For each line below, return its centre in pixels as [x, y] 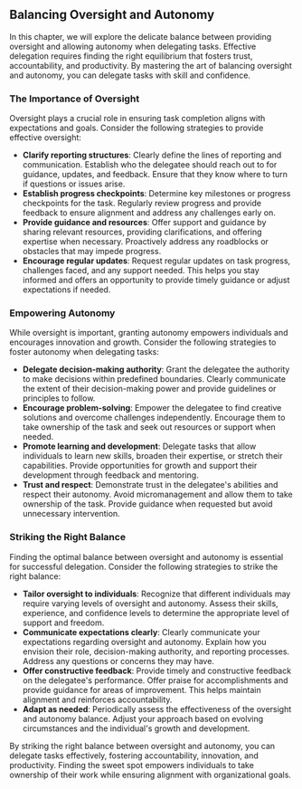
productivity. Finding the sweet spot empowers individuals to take [132, 765]
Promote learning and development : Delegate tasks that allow [139, 446]
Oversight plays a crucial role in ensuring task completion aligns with [137, 119]
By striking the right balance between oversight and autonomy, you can [142, 746]
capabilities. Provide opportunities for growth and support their [140, 466]
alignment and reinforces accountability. [97, 699]
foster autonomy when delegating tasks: [85, 352]
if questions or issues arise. [74, 184]
